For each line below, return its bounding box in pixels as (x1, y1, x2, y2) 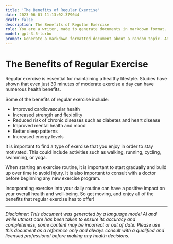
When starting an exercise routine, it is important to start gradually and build (5, 164, 167, 170)
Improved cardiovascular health (12, 106, 80, 112)
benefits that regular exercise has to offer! (5, 196, 95, 202)
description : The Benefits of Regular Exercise (5, 22, 110, 27)
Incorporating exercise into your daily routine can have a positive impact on (5, 185, 165, 191)
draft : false (5, 17, 33, 22)
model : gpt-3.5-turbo (5, 31, 52, 36)
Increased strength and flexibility (12, 111, 83, 118)
